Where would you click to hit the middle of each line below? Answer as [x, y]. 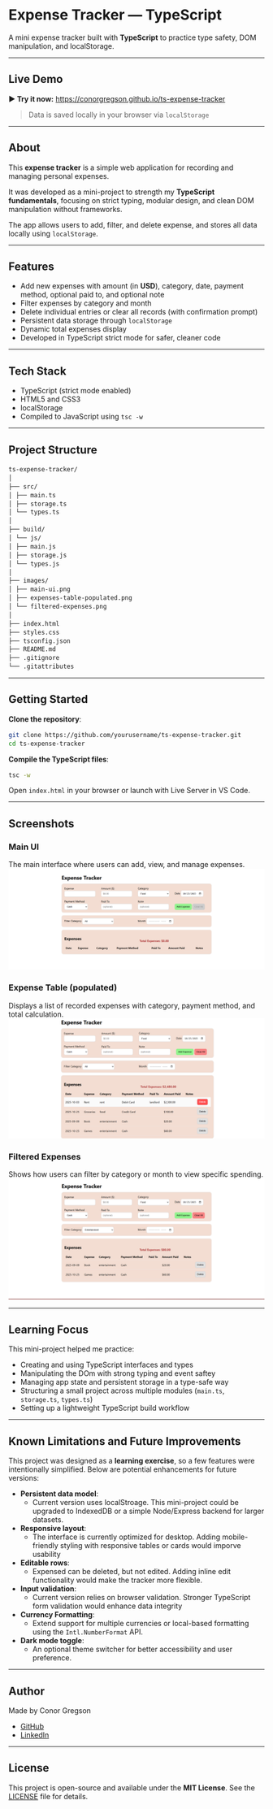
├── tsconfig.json [39, 641]
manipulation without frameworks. [66, 209]
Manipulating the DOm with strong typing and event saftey [118, 1373]
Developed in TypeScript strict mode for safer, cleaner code [120, 338]
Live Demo [36, 79]
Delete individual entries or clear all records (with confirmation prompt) [139, 312]
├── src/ [23, 486]
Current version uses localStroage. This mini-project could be [136, 1503]
